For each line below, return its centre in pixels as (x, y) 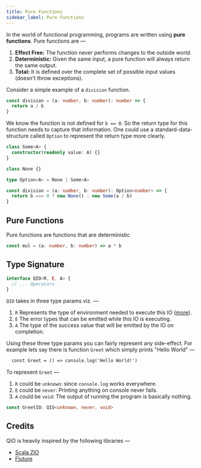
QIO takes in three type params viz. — (52, 301)
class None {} (24, 169)
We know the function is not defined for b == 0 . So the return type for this (97, 123)
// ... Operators (33, 284)
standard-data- (173, 130)
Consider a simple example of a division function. (68, 89)
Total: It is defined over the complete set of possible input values (95, 71)
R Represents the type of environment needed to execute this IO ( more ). (103, 313)
